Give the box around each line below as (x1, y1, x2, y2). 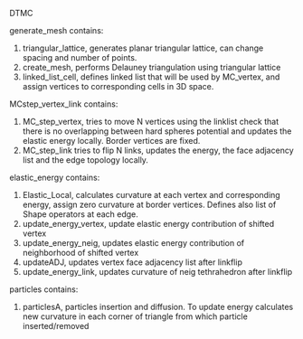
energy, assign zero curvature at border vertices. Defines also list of (22, 199, 277, 210)
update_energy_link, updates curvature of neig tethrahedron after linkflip (22, 267, 293, 277)
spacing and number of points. (22, 52, 137, 62)
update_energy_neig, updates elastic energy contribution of (22, 238, 245, 248)
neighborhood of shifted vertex (22, 248, 139, 258)
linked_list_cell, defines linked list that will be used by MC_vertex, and (22, 71, 280, 82)
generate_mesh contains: (9, 25, 104, 35)
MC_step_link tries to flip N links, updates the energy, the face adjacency (22, 145, 294, 155)
